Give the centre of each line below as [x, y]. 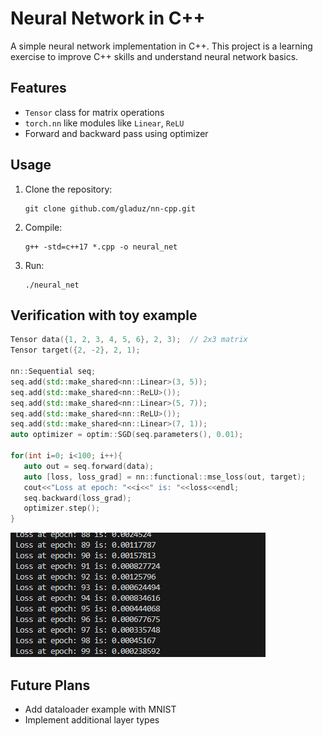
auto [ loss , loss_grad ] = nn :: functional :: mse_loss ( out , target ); [165, 477]
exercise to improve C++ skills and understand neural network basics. [154, 56]
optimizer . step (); [62, 508]
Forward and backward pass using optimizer [116, 133]
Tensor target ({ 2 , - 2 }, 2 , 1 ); [75, 350]
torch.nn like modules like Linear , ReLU [104, 123]
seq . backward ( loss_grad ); [77, 498]
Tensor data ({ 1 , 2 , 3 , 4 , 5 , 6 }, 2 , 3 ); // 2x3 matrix [129, 340]
